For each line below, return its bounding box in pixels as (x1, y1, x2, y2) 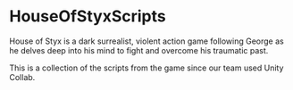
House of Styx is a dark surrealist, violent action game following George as (9, 36, 284, 46)
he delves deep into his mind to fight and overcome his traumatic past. (9, 45, 269, 55)
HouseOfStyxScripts (9, 6, 167, 27)
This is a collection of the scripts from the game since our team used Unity (9, 62, 284, 73)
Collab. (9, 71, 36, 82)
